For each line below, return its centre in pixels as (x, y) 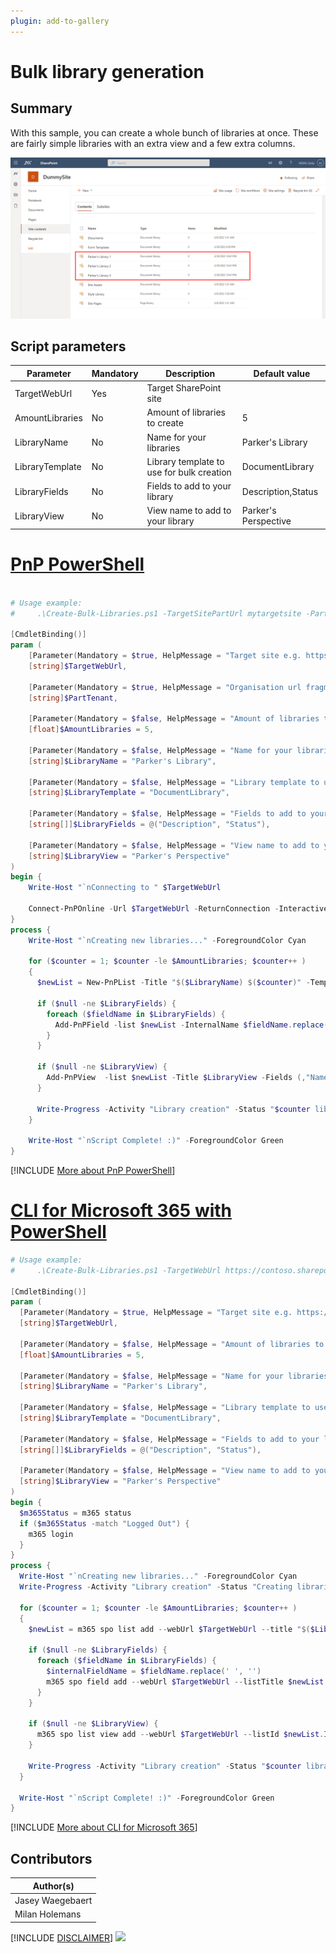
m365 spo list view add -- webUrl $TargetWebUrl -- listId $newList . (180, 1735)
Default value (282, 373)
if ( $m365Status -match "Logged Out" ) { (104, 1523)
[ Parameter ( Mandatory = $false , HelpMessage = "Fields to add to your (169, 1439)
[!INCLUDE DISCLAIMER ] (62, 1937)
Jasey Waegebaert (53, 1900)
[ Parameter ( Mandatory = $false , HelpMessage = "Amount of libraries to (172, 1344)
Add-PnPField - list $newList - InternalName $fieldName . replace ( (191, 1025)
